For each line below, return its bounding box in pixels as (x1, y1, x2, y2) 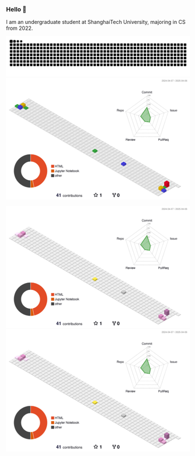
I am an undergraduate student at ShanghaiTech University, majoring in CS (6, 19, 186, 26)
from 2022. (6, 25, 33, 32)
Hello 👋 (6, 5, 27, 13)
